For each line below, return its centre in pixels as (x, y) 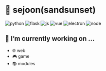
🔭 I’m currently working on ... (50, 39)
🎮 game (21, 56)
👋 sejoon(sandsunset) (51, 10)
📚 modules (24, 63)
